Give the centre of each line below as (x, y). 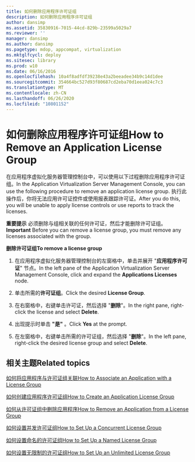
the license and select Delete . (63, 312)
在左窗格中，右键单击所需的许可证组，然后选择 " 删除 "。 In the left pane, (100, 336)
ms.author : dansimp (30, 44)
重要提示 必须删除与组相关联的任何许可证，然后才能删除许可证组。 (86, 223)
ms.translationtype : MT (35, 88)
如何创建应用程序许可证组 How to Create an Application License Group (90, 397)
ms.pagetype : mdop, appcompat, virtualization (64, 50)
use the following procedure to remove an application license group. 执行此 (96, 191)
